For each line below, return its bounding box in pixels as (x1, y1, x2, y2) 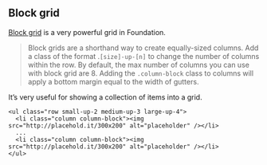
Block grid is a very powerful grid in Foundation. (8, 27, 166, 37)
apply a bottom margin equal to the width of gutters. (27, 77, 199, 86)
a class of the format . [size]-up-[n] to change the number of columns (27, 51, 260, 61)
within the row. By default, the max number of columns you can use (27, 60, 249, 69)
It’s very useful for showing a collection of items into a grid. (8, 92, 202, 102)
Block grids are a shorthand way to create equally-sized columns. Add (27, 43, 259, 53)
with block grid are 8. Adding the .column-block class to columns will (27, 68, 253, 78)
